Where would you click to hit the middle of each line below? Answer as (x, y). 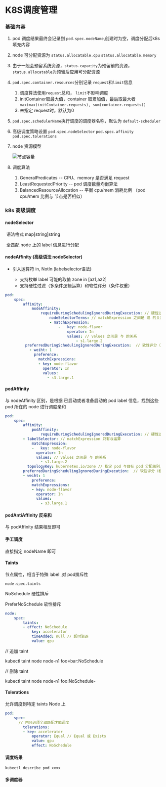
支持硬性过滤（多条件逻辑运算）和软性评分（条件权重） (76, 285)
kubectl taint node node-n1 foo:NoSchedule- (50, 681)
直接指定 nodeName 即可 (31, 551)
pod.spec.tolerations (34, 136)
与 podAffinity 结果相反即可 (33, 527)
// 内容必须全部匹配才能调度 (44, 722)
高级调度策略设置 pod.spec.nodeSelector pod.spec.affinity (73, 131)
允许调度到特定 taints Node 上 (35, 704)
